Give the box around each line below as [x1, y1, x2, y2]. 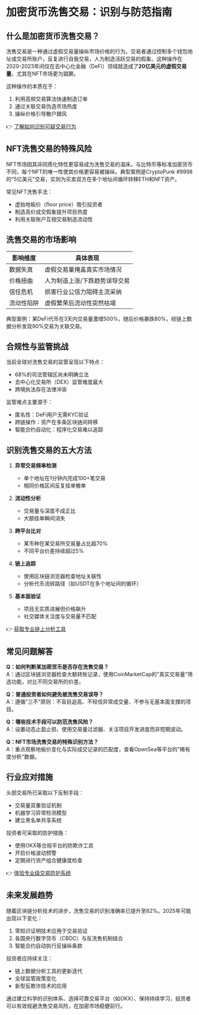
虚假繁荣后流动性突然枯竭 [44, 298, 117, 307]
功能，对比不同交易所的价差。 [11, 678, 84, 685]
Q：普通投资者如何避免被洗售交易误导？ [6, 691, 104, 698]
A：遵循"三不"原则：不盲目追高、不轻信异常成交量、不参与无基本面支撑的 [6, 698, 186, 705]
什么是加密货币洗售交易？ [6, 31, 99, 41]
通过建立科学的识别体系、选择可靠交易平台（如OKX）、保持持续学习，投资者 [6, 995, 191, 1002]
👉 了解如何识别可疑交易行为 [6, 123, 77, 130]
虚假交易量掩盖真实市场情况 [44, 265, 123, 273]
